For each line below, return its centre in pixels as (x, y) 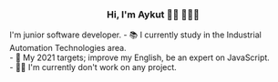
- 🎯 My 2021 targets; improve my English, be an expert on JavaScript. (140, 57)
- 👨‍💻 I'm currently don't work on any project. (93, 67)
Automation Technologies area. (68, 48)
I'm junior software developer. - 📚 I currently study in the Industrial (135, 35)
